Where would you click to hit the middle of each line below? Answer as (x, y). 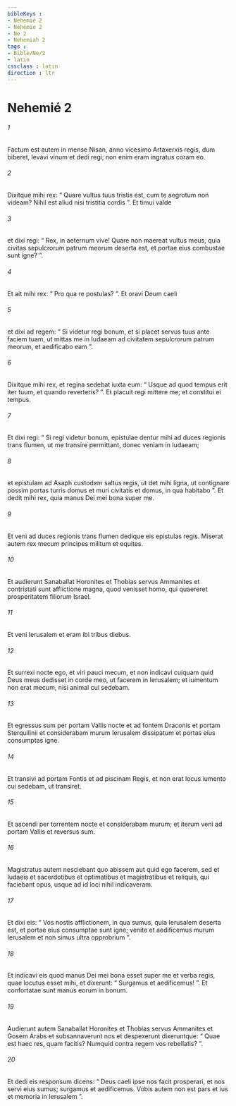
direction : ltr (31, 73)
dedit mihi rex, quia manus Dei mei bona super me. (81, 498)
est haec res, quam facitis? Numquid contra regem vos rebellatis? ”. (105, 1043)
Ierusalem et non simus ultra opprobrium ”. (69, 937)
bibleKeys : (25, 14)
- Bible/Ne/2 (26, 54)
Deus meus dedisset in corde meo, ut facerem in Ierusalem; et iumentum (113, 680)
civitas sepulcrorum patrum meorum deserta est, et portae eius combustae (116, 248)
